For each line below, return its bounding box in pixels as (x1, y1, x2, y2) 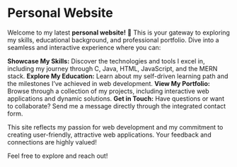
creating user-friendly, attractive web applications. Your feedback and (7, 130, 212, 139)
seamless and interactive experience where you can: (7, 43, 161, 51)
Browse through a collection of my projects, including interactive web (7, 87, 210, 95)
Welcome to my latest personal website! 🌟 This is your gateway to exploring (7, 28, 230, 37)
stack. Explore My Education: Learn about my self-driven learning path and (7, 72, 229, 80)
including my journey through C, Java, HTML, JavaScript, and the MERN (7, 64, 218, 73)
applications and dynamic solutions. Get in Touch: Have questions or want (7, 94, 225, 103)
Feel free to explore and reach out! (7, 151, 108, 160)
